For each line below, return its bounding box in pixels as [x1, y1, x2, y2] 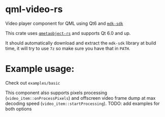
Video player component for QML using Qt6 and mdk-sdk [5, 20, 123, 26]
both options [5, 105, 32, 112]
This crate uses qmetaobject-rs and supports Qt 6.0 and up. [5, 30, 131, 36]
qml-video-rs [5, 4, 63, 15]
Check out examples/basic [5, 80, 60, 86]
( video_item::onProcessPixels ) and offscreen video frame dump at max [5, 95, 156, 101]
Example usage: [5, 63, 75, 74]
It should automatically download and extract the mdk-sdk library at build [5, 40, 156, 46]
